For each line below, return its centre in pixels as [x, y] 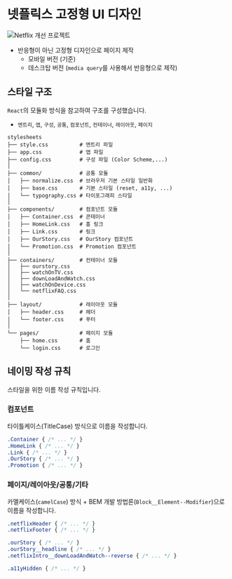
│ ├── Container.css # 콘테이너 [56, 216]
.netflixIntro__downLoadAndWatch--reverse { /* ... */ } [92, 556]
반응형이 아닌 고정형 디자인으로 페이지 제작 [76, 50]
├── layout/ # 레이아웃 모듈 [62, 304]
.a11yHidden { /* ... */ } [47, 568]
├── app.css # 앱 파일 [55, 152]
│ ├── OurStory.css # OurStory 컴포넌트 [70, 239]
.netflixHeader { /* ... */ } [52, 523]
